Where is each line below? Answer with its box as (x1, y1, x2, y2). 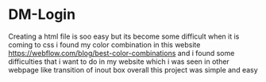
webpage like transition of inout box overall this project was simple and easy (8, 65, 258, 74)
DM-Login (8, 6, 76, 24)
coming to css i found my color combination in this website (8, 39, 201, 49)
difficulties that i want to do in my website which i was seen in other (8, 57, 230, 66)
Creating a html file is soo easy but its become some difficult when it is (8, 32, 240, 41)
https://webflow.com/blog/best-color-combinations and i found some (8, 48, 235, 58)
